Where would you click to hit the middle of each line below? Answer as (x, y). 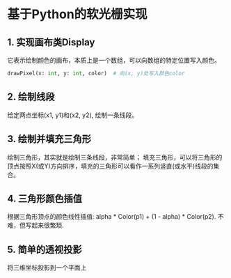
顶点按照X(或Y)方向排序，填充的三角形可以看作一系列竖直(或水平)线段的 (110, 166)
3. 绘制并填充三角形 (49, 139)
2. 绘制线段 (31, 97)
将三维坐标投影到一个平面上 (47, 268)
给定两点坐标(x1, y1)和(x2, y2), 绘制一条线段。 (72, 115)
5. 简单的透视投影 (45, 249)
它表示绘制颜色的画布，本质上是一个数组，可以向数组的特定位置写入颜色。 (114, 60)
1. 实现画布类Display (51, 42)
